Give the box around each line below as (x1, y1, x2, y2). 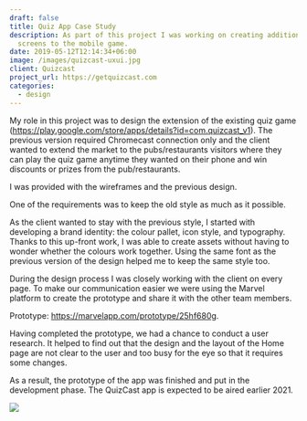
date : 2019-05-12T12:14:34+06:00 (9, 47, 137, 57)
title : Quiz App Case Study (9, 22, 117, 31)
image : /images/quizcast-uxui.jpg (9, 56, 142, 65)
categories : (9, 81, 55, 90)
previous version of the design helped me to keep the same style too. (9, 255, 270, 266)
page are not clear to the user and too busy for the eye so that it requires (9, 347, 283, 358)
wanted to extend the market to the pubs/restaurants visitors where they (9, 143, 282, 155)
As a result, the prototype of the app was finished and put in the (9, 374, 250, 385)
